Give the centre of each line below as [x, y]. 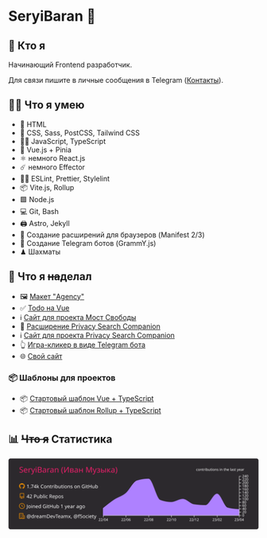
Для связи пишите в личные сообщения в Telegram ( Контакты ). [116, 80]
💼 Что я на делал [50, 277]
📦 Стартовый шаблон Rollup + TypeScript [90, 410]
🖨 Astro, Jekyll [44, 223]
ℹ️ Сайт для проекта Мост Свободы [78, 317]
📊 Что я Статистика [60, 440]
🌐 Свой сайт [41, 356]
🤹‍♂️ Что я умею [46, 105]
